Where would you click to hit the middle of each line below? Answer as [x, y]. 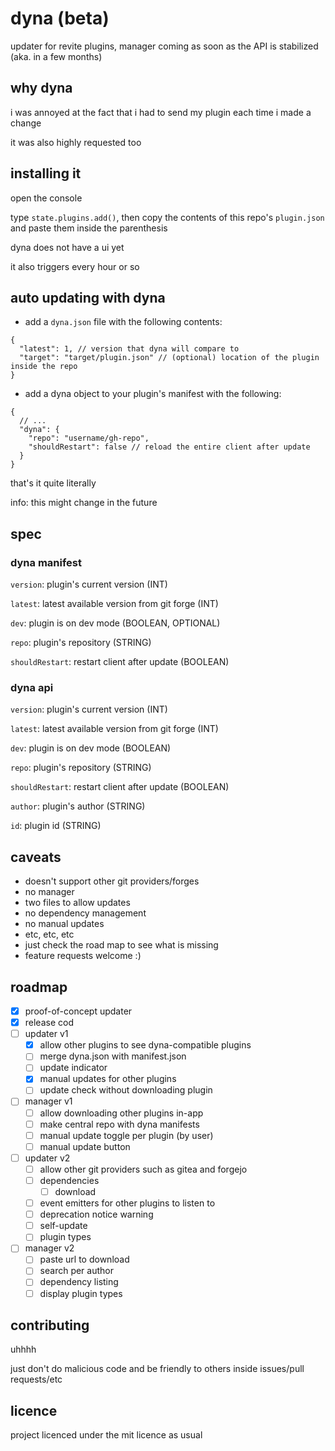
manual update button [85, 1146]
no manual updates [64, 924]
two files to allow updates [77, 903]
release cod [49, 1023]
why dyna [41, 88]
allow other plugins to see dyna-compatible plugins [145, 1045]
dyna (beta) [60, 18]
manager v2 [49, 1248]
